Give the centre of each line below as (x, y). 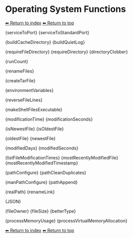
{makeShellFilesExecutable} (34, 109)
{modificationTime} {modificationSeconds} (49, 119)
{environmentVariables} (29, 90)
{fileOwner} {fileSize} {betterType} (41, 211)
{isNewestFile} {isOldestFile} (35, 129)
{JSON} (13, 201)
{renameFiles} (20, 71)
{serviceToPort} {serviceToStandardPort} (47, 32)
